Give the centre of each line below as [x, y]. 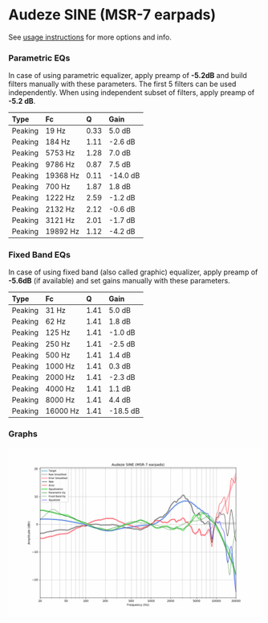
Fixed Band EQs [39, 254]
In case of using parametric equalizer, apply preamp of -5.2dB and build [128, 76]
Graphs [23, 434]
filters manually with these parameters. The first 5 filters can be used [122, 84]
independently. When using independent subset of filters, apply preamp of [132, 93]
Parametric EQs [39, 58]
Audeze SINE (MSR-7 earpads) [112, 15]
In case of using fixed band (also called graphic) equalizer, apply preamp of [133, 272]
